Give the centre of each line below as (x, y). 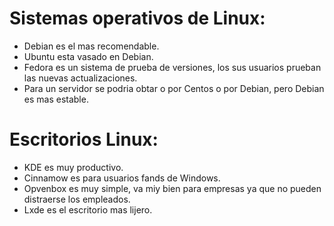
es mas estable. (56, 99)
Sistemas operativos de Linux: (137, 18)
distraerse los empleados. (77, 199)
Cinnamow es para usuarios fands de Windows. (122, 178)
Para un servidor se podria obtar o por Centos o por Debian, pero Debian (174, 88)
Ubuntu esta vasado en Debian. (88, 56)
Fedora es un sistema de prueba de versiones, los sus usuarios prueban (172, 67)
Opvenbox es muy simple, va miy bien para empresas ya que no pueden (172, 188)
